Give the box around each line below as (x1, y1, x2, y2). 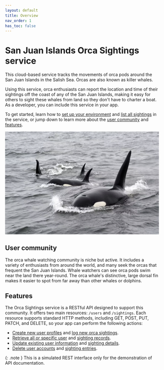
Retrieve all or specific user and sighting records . (12, 335, 111, 341)
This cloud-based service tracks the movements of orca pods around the (5, 71, 152, 78)
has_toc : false (5, 23, 36, 28)
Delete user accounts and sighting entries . (12, 346, 98, 351)
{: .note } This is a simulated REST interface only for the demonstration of (5, 355, 152, 361)
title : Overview (5, 13, 38, 18)
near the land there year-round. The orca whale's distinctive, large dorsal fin (5, 272, 159, 278)
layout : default (5, 8, 38, 13)
